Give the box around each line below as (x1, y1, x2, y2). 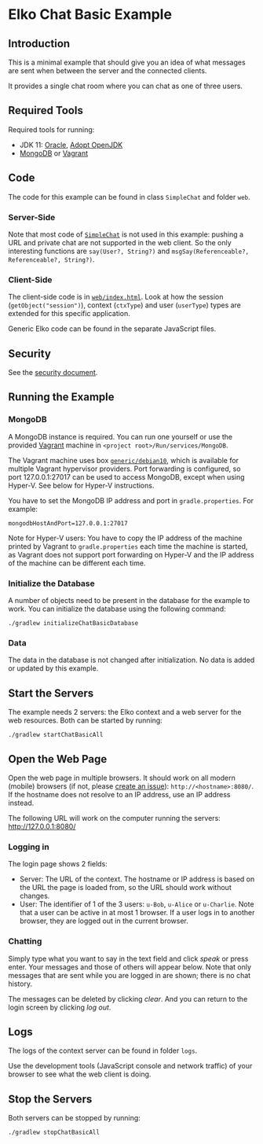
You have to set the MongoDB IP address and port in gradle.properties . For (8, 495, 254, 505)
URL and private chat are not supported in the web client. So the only (8, 237, 232, 247)
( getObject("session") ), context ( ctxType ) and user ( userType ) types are (8, 300, 242, 310)
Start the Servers (8, 686, 94, 700)
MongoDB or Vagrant (19, 148, 89, 158)
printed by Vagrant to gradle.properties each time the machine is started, (8, 541, 248, 551)
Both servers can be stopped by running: (8, 1113, 141, 1123)
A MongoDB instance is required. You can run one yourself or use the (8, 432, 233, 441)
